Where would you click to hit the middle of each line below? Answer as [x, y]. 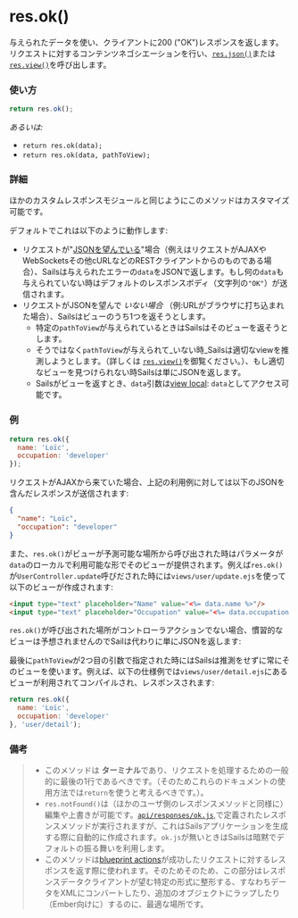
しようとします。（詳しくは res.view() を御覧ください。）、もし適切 [164, 361]
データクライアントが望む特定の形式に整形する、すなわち [166, 882]
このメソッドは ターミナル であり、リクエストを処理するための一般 [166, 771]
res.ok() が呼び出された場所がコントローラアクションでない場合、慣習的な [146, 630]
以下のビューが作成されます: [62, 587]
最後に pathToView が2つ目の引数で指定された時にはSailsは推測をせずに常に [146, 660]
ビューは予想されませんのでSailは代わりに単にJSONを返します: [125, 641]
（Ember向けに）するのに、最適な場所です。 [126, 905]
